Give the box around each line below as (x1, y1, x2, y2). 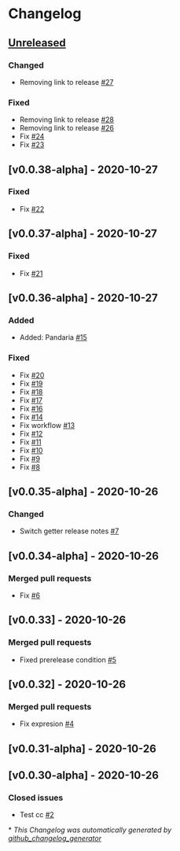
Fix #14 (19, 412, 43, 422)
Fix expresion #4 (19, 719, 75, 728)
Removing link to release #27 (19, 77, 114, 87)
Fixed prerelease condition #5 (19, 654, 116, 665)
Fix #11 (19, 437, 42, 447)
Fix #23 (19, 140, 45, 149)
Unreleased (8, 36, 67, 50)
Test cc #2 (19, 810, 55, 820)
